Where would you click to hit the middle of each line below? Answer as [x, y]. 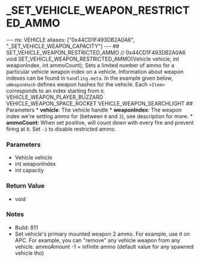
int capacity [29, 170]
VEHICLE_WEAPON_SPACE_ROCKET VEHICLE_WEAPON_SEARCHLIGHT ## [99, 103]
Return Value [25, 186]
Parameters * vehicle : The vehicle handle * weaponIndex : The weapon [94, 110]
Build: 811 [26, 227]
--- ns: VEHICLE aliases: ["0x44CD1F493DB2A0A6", [70, 40]
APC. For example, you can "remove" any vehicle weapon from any [97, 240]
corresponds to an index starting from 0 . [56, 91]
